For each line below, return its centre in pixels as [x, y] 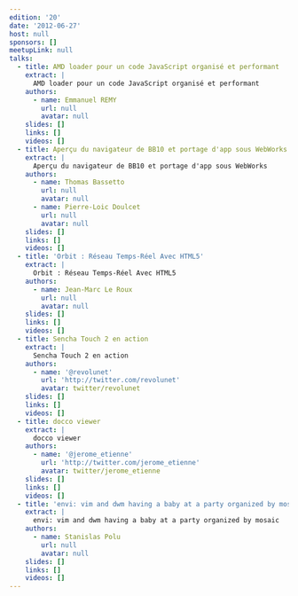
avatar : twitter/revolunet [91, 388]
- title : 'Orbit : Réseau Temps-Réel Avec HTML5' [110, 257]
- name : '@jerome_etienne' [82, 455]
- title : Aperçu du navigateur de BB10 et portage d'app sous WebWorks [153, 149]
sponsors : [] [33, 42]
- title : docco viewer [59, 421]
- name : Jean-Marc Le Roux [82, 289]
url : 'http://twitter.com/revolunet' [110, 380]
